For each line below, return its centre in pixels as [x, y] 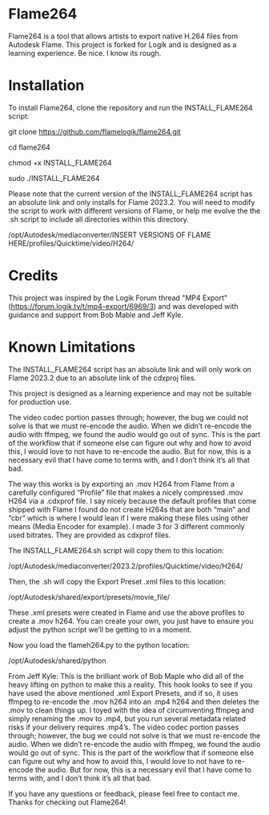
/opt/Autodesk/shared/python [57, 660]
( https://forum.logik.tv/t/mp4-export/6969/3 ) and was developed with [123, 306]
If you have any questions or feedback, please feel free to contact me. [124, 793]
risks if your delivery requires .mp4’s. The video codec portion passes [124, 727]
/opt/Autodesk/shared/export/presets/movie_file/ [89, 596]
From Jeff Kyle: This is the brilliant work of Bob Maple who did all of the [126, 676]
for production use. [40, 402]
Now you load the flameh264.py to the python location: [99, 644]
